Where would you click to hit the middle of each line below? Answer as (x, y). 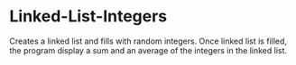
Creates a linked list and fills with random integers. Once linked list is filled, (148, 41)
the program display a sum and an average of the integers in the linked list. (148, 50)
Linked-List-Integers (88, 16)
